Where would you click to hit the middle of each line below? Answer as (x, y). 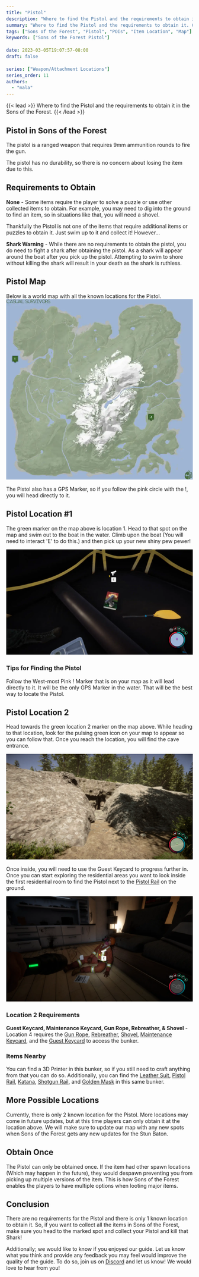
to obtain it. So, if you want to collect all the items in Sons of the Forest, (93, 1225)
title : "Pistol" (26, 12)
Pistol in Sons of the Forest (57, 131)
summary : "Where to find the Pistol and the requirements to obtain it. (98, 25)
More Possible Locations (53, 1100)
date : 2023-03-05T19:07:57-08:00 (47, 51)
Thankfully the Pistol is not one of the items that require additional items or (97, 226)
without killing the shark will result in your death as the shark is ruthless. (94, 263)
